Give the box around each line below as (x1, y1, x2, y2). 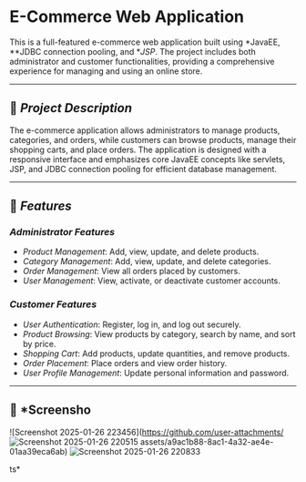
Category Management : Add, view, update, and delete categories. (22, 256, 271, 267)
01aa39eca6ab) (9, 446, 68, 456)
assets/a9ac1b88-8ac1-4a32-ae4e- (139, 436, 274, 447)
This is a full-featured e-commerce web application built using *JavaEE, (9, 36, 280, 47)
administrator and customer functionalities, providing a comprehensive (9, 56, 275, 67)
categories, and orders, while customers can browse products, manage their (9, 134, 297, 145)
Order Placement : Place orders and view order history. (22, 357, 228, 368)
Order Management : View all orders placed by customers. (22, 266, 241, 277)
